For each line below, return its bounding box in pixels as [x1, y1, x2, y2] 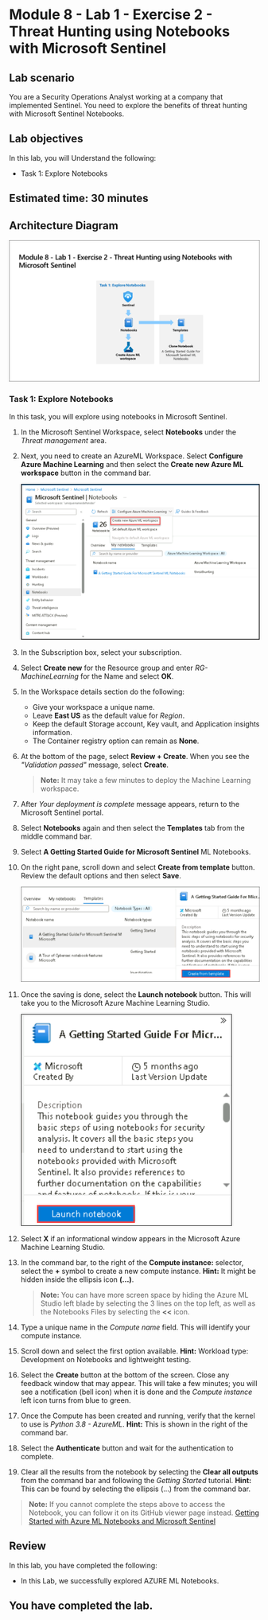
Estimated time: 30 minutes [9, 192, 149, 205]
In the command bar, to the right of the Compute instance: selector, [20, 1257, 244, 1267]
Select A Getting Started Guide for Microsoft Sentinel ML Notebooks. [20, 847, 251, 856]
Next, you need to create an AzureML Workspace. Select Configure [20, 451, 243, 461]
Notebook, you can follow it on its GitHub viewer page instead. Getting [28, 1508, 259, 1517]
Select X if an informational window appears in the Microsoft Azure [20, 1233, 241, 1243]
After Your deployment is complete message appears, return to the [20, 799, 240, 808]
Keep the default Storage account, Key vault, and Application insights [32, 718, 260, 729]
